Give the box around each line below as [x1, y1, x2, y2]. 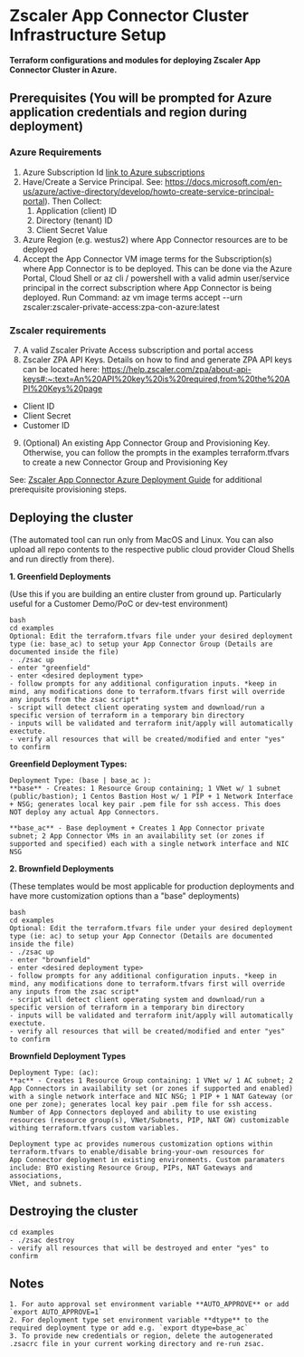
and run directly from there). [9, 553, 115, 564]
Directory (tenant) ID [35, 215, 113, 226]
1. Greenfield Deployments [9, 571, 111, 582]
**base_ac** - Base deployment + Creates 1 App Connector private [9, 823, 265, 832]
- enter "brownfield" [9, 955, 91, 965]
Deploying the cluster [9, 510, 134, 525]
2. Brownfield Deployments [9, 862, 115, 874]
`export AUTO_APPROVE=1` [9, 1308, 103, 1317]
